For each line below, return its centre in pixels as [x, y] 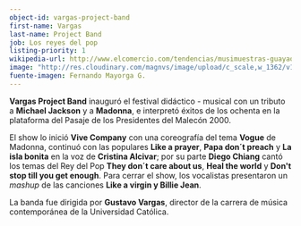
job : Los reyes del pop [54, 42]
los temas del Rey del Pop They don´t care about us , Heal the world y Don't [150, 165]
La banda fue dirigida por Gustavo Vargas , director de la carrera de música [149, 202]
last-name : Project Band [56, 34]
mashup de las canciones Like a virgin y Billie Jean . [105, 185]
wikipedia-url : [38, 59]
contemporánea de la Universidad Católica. [89, 212]
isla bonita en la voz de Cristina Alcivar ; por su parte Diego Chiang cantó [146, 156]
